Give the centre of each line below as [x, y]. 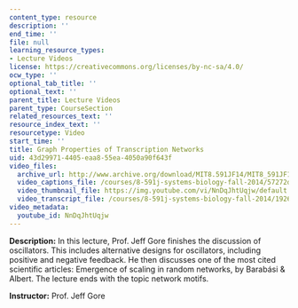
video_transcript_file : [61, 199]
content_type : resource [53, 17]
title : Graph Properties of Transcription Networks [106, 149]
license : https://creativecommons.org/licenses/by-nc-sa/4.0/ [126, 67]
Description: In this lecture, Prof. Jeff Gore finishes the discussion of [135, 241]
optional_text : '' [43, 91]
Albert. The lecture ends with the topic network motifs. [109, 278]
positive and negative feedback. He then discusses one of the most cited [143, 259]
